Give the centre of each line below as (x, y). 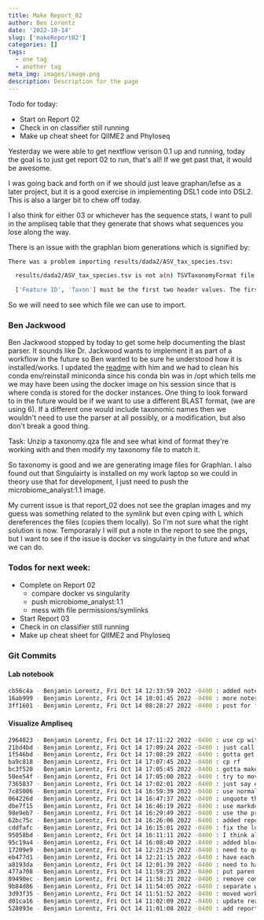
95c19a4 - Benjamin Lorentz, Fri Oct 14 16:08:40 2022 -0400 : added (125, 842)
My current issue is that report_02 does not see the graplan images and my (130, 506)
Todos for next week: (49, 568)
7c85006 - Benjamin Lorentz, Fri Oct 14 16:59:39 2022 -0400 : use (121, 791)
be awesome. (30, 168)
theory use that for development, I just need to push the (98, 482)
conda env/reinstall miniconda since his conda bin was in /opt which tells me (132, 376)
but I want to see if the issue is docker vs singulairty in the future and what (129, 539)
